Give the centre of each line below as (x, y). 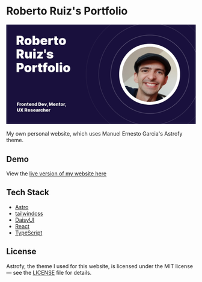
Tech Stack (28, 193)
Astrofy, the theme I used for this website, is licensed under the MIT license (100, 266)
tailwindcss (29, 213)
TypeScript (29, 233)
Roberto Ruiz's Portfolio (67, 11)
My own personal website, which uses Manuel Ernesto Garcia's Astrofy (94, 134)
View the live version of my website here (57, 174)
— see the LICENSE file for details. (49, 272)
